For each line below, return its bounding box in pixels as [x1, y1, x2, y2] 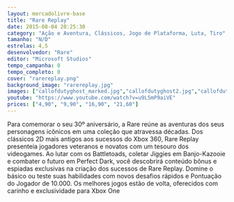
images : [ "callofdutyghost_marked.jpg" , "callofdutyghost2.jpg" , [7, 88, 198, 95]
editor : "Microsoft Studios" [7, 56, 92, 63]
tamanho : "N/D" [7, 36, 52, 43]
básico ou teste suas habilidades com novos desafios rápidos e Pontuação [7, 171, 221, 180]
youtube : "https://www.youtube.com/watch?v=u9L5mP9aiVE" [7, 95, 176, 102]
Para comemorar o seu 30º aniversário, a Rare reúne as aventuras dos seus [7, 120, 225, 128]
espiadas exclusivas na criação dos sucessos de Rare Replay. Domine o [7, 164, 214, 173]
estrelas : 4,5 [7, 42, 49, 49]
